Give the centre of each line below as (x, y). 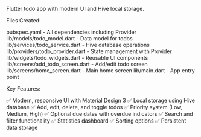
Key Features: (23, 89)
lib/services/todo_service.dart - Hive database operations (78, 45)
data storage (22, 127)
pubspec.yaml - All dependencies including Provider (72, 32)
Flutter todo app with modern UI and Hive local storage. (75, 9)
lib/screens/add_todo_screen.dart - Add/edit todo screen (77, 64)
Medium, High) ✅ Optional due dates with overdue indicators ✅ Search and (100, 114)
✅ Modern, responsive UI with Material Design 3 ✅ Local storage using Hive (101, 100)
